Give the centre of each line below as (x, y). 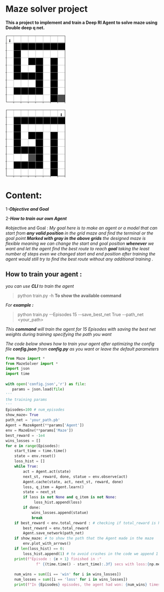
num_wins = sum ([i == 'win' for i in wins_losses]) (68, 574)
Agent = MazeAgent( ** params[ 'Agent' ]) (45, 425)
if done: (32, 508)
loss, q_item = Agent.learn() (54, 487)
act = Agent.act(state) (47, 472)
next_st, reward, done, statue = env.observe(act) (75, 476)
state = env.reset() (35, 456)
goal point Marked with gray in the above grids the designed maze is (76, 238)
